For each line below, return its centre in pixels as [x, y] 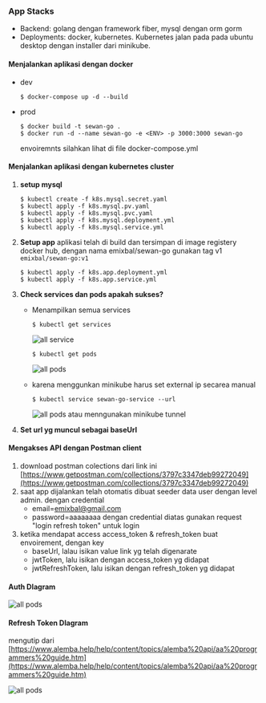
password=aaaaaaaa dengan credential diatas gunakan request [137, 517]
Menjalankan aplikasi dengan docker [71, 64]
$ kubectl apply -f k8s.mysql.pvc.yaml [87, 213]
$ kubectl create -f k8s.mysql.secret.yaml [94, 199]
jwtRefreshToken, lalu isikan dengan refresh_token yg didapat [133, 568]
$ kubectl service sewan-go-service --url [104, 399]
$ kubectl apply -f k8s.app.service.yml [88, 279]
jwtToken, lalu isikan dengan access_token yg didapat [121, 559]
